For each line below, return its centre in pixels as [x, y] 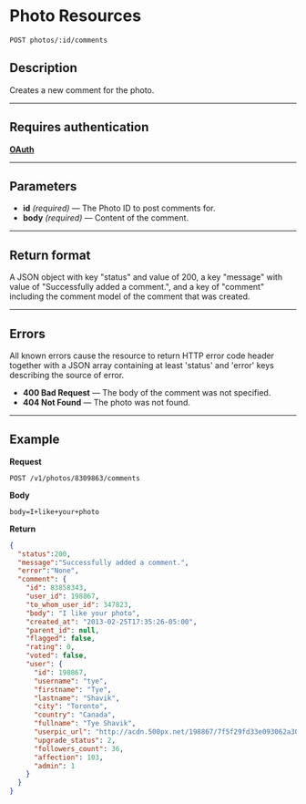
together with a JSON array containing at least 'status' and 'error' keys [142, 365]
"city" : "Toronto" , [70, 706]
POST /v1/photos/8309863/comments [75, 478]
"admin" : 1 [54, 766]
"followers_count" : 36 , [79, 748]
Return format [50, 255]
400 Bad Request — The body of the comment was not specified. [147, 392]
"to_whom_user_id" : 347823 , [79, 604]
